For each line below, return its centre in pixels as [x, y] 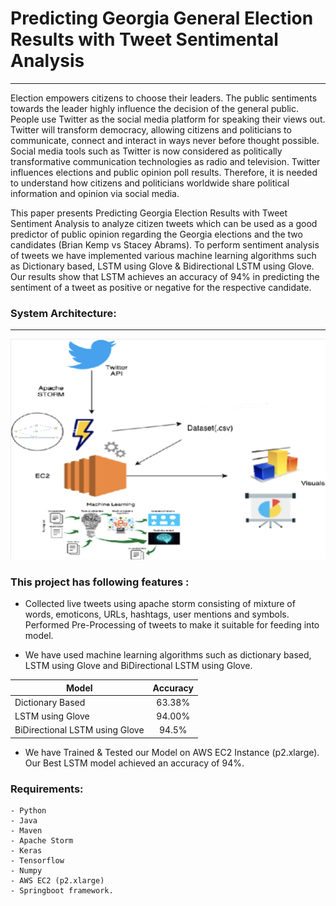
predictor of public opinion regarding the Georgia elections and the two [156, 234]
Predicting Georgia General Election [162, 18]
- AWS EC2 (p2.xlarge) [57, 881]
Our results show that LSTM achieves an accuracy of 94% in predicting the [165, 276]
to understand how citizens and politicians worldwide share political [150, 183]
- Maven [26, 831]
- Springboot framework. [62, 891]
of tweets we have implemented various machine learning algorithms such [163, 255]
